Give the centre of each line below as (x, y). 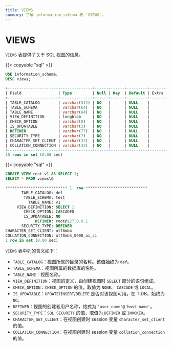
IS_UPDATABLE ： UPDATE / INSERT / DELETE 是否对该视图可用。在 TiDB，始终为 (89, 293)
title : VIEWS (19, 10)
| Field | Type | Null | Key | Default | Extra (84, 93)
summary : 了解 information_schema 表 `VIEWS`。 (56, 15)
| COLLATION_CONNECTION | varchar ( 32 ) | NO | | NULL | (78, 145)
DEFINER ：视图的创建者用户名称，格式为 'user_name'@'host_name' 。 (84, 306)
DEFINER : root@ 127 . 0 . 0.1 (61, 221)
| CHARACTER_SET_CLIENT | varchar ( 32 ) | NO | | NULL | (78, 141)
